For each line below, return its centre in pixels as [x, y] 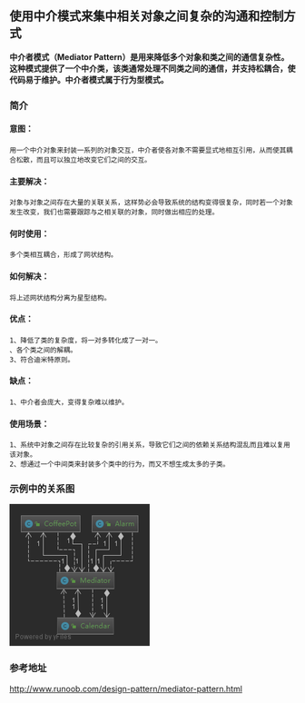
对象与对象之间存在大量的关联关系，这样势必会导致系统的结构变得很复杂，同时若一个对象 [151, 203]
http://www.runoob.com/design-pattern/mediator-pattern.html [126, 688]
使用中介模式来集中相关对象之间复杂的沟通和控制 [147, 16]
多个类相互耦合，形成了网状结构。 [64, 255]
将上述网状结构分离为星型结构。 [60, 298]
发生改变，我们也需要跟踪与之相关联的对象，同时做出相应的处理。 [114, 213]
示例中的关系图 [42, 489]
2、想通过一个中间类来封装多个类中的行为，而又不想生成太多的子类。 [119, 465]
